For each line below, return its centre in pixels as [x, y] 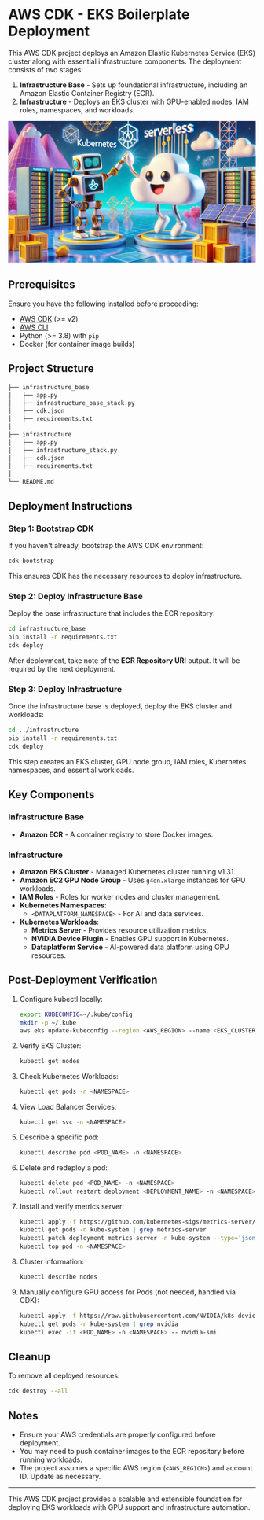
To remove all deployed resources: [64, 1376]
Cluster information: [52, 1262]
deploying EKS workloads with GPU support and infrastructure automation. [129, 1507]
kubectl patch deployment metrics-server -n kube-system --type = [128, 1238]
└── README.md [31, 482]
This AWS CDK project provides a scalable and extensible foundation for [125, 1499]
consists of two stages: [46, 69]
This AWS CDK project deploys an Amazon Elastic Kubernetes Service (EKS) [132, 53]
